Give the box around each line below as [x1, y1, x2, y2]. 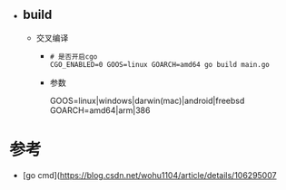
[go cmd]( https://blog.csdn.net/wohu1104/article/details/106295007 [22, 169, 277, 180]
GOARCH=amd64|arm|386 [49, 104, 151, 116]
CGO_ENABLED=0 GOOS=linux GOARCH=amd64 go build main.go [49, 60, 270, 69]
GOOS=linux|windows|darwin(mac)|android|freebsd [49, 95, 245, 106]
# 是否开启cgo [49, 52, 98, 62]
